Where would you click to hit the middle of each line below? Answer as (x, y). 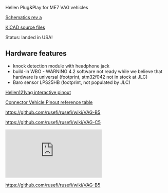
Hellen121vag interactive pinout (38, 92)
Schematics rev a (24, 17)
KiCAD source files (25, 27)
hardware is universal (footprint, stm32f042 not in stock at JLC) (80, 77)
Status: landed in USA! (29, 37)
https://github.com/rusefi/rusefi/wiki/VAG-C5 (53, 122)
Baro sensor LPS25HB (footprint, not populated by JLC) (71, 82)
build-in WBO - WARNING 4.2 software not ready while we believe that (88, 71)
